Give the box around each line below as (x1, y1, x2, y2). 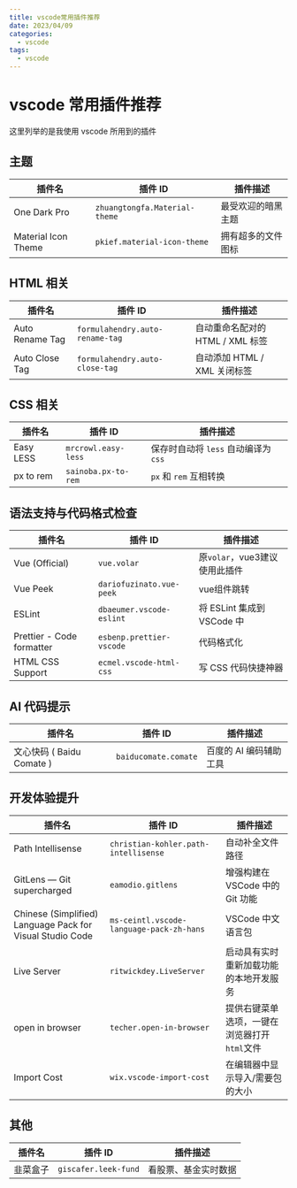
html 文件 (225, 1041, 263, 1054)
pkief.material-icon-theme (95, 236, 209, 247)
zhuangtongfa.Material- (95, 203, 195, 212)
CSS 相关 (9, 397, 60, 412)
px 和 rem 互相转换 (150, 471, 225, 483)
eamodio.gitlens (110, 879, 179, 890)
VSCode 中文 (225, 912, 280, 924)
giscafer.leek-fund (57, 1164, 140, 1174)
